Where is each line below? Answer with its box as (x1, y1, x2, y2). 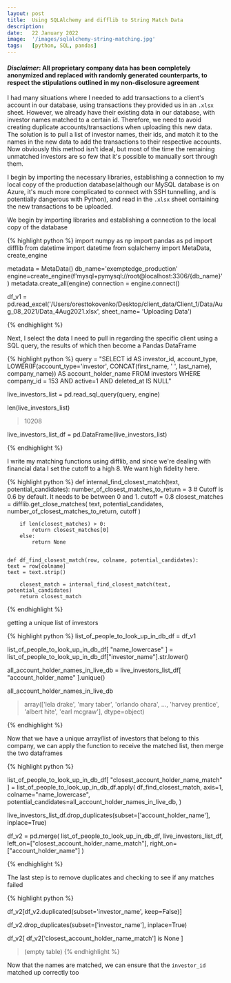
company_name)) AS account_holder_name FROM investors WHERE (7, 370, 201, 378)
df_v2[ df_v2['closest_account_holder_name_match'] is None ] (7, 934, 184, 943)
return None (32, 539, 67, 546)
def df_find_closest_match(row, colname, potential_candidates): (7, 557, 199, 564)
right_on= (150, 839, 177, 848)
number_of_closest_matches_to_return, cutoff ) (7, 507, 141, 515)
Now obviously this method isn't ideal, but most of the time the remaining (7, 145, 215, 153)
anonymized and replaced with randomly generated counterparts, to (7, 70, 208, 79)
